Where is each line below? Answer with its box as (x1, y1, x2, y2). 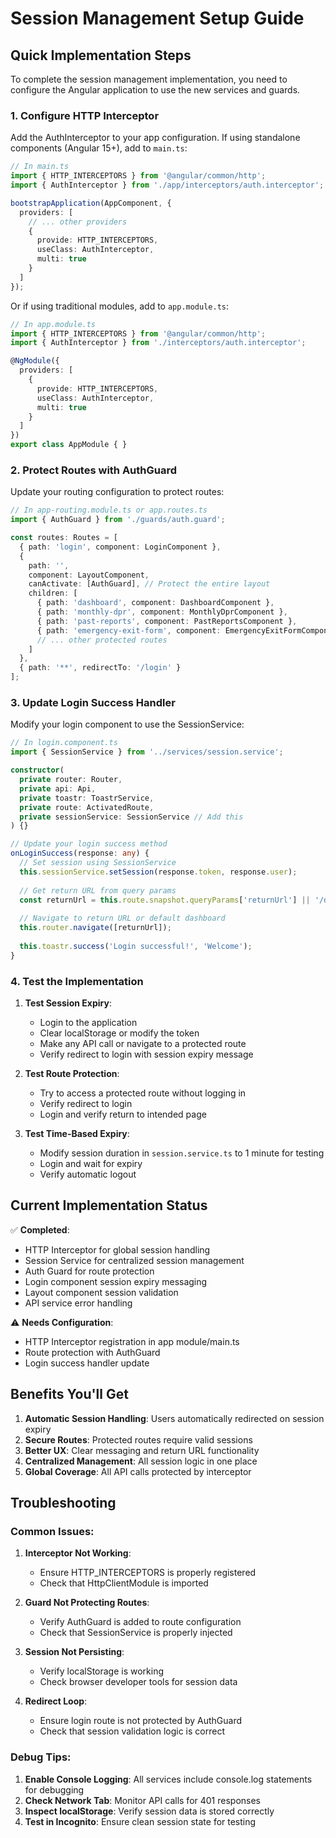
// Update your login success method (10, 839, 168, 849)
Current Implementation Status (10, 1197, 208, 1214)
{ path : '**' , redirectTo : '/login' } (19, 663, 182, 673)
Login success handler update (24, 1357, 150, 1369)
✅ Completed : (10, 1223, 70, 1236)
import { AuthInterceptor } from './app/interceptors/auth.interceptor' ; (10, 180, 325, 191)
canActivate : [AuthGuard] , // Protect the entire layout (28, 579, 271, 589)
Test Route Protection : (24, 1067, 120, 1079)
